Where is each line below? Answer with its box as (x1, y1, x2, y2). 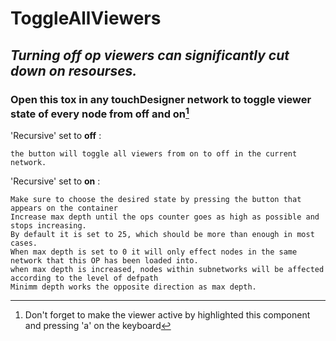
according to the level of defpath (10, 273, 159, 284)
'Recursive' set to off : (10, 130, 102, 142)
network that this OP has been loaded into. (10, 256, 199, 266)
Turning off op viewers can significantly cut (10, 47, 290, 64)
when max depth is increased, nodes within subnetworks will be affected (10, 265, 325, 275)
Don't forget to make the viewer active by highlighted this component (24, 309, 311, 321)
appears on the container (10, 203, 118, 214)
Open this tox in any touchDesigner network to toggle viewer (10, 92, 312, 106)
